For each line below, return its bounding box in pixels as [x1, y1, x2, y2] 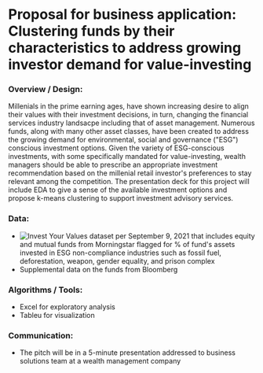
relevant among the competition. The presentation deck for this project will [8, 177, 250, 186]
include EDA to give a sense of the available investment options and [8, 185, 228, 194]
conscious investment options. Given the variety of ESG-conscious [8, 143, 225, 153]
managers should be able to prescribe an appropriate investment [8, 160, 218, 170]
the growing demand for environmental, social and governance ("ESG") [8, 135, 239, 145]
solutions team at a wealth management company [19, 356, 181, 366]
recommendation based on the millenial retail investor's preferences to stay [8, 168, 252, 178]
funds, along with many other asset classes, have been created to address [8, 127, 250, 136]
